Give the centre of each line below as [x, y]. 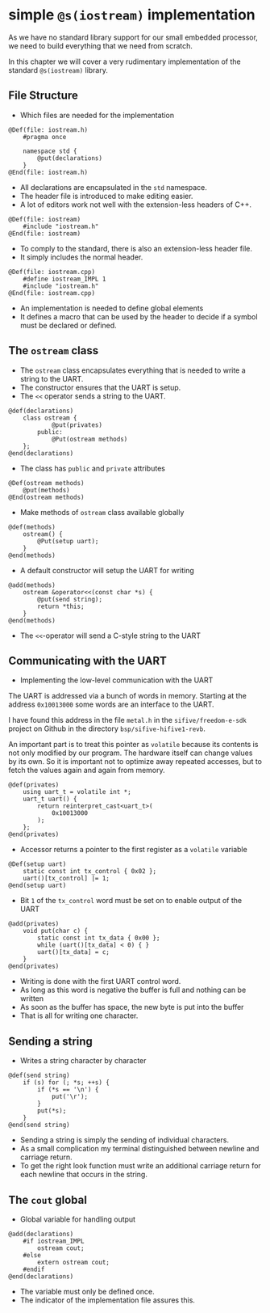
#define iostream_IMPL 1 [64, 279]
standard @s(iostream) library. [58, 70]
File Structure [43, 96]
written [32, 998]
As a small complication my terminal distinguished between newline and [139, 1149]
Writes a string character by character [83, 1061]
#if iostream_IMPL [54, 1241]
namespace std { [50, 151]
